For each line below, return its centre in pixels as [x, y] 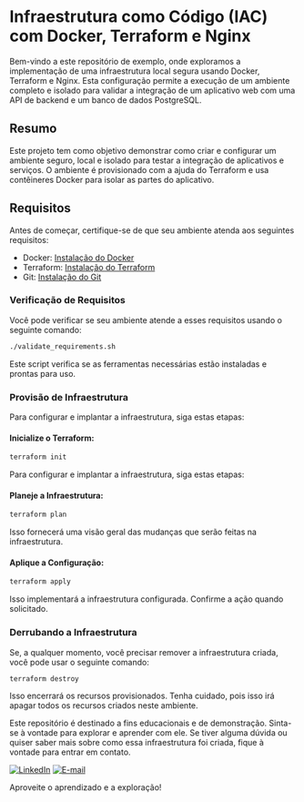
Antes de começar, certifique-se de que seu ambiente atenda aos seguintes [152, 230]
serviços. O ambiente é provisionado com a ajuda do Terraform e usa [139, 169]
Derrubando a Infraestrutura [74, 633]
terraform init [38, 457]
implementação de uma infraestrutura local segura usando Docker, [135, 71]
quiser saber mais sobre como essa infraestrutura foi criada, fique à [137, 743]
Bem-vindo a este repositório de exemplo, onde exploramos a [125, 61]
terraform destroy [44, 679]
